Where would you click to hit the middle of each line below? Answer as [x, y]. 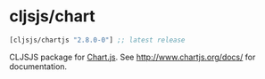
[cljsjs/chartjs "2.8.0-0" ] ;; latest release [97, 40]
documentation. [38, 66]
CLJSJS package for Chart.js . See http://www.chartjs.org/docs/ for [132, 57]
